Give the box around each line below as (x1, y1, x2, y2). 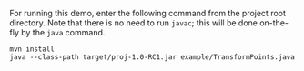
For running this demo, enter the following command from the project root (9, 8, 287, 18)
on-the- (258, 17, 289, 28)
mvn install (9, 45, 55, 54)
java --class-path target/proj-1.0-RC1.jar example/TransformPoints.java (9, 53, 296, 62)
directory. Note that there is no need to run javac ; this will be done (9, 17, 258, 28)
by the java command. (21, 27, 106, 37)
